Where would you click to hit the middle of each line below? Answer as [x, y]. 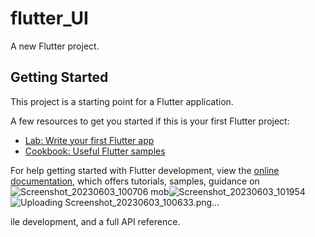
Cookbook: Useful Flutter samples [95, 151]
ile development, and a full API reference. [95, 221]
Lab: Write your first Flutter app [89, 140]
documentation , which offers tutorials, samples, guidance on [135, 181]
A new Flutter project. [55, 46]
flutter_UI [49, 18]
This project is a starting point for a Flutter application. [122, 101]
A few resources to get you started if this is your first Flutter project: [150, 121]
